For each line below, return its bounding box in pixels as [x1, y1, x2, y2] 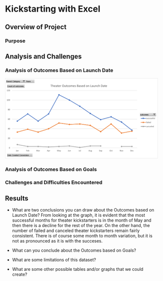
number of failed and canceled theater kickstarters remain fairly [12, 228, 140, 234]
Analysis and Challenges [5, 52, 82, 60]
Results [5, 194, 29, 202]
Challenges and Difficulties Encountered [5, 179, 103, 186]
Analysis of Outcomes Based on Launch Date [5, 67, 114, 73]
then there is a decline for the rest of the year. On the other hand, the [12, 223, 150, 228]
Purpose [5, 37, 26, 44]
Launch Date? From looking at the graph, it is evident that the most [12, 212, 146, 218]
